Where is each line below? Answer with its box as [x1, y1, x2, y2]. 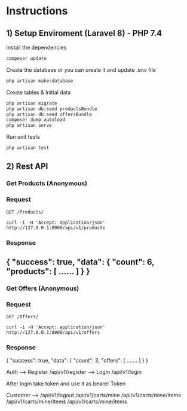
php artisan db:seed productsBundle [6, 106, 97, 112]
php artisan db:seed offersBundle [6, 111, 93, 117]
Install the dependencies [6, 44, 67, 51]
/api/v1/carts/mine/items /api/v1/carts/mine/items [6, 398, 127, 405]
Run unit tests [6, 133, 40, 141]
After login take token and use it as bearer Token [6, 380, 126, 387]
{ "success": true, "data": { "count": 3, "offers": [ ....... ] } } [6, 357, 148, 364]
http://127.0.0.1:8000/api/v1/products [6, 224, 106, 231]
